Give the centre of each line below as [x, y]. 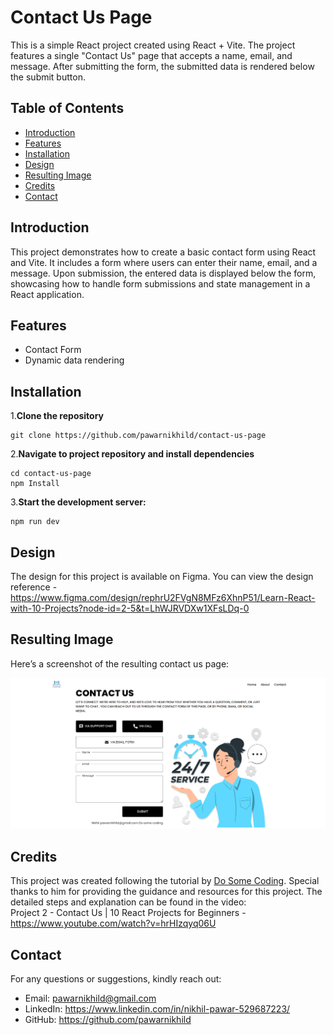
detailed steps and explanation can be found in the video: [128, 902]
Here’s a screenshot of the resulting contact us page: [120, 663]
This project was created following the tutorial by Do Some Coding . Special [165, 881]
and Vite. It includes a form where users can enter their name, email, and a [164, 262]
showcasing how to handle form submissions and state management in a [160, 283]
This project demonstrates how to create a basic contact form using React [163, 252]
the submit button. [48, 77]
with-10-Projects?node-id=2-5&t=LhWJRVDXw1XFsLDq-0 [130, 608]
